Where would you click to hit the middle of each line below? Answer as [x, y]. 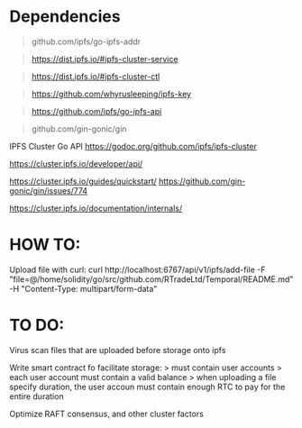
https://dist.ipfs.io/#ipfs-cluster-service [105, 59]
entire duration [37, 396]
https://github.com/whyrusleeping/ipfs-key [111, 94]
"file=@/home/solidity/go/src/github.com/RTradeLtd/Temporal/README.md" [151, 279]
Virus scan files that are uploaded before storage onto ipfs [118, 350]
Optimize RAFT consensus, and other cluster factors [107, 414]
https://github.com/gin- [202, 181]
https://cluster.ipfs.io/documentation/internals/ [96, 208]
